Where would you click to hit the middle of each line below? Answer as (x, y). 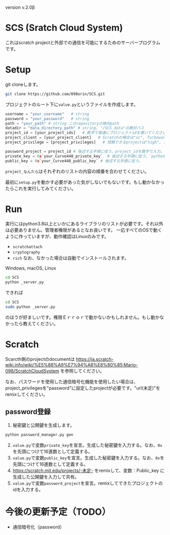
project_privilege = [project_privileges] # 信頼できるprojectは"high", (83, 142)
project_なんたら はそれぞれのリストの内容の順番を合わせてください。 (77, 171)
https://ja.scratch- (95, 359)
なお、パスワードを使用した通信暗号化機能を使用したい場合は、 (72, 381)
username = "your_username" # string (47, 114)
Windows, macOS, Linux (31, 268)
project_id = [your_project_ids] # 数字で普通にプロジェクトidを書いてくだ (82, 133)
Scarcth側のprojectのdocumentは (40, 359)
